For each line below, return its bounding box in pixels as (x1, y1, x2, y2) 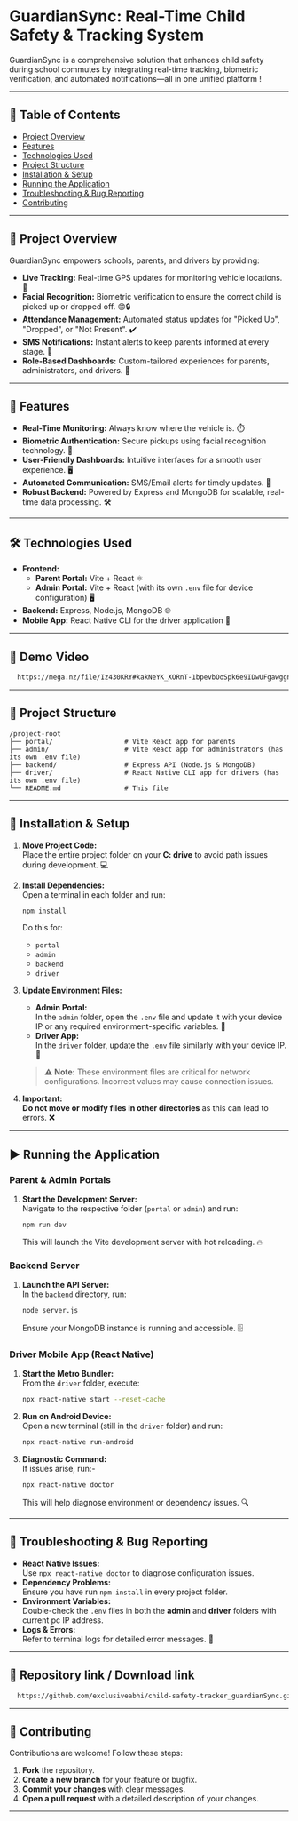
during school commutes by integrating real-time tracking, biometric (9, 64, 259, 75)
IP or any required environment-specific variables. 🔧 (35, 1021, 226, 1032)
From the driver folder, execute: (21, 1378, 140, 1388)
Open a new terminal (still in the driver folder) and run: (21, 1420, 223, 1432)
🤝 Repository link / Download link (9, 1668, 195, 1683)
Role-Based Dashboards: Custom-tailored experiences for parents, (21, 355, 270, 366)
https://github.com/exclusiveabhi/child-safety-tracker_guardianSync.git (17, 1691, 295, 1700)
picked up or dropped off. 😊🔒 (21, 300, 131, 312)
